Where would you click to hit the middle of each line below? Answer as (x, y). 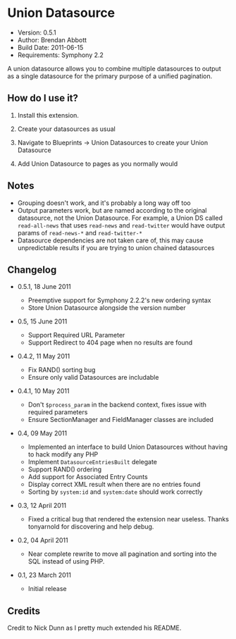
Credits (24, 611)
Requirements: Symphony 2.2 (61, 55)
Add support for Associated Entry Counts (88, 477)
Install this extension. (48, 115)
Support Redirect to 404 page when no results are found (110, 342)
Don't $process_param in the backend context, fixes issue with (117, 405)
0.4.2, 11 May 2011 (44, 356)
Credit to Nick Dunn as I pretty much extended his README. (94, 628)
